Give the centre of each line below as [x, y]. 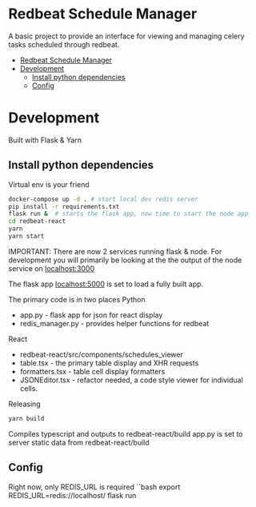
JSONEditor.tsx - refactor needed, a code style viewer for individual [132, 380]
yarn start [26, 237]
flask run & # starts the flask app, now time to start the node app [128, 214]
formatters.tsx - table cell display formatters [92, 371]
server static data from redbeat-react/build [79, 442]
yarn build [26, 418]
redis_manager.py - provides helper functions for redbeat [114, 323]
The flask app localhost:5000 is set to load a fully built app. [106, 284]
